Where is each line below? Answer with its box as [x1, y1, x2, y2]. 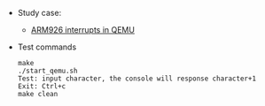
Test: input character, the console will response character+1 [17, 74, 257, 83]
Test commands [17, 42, 77, 52]
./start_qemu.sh [17, 66, 78, 75]
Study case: [17, 8, 62, 18]
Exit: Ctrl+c [17, 82, 66, 91]
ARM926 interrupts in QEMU [30, 25, 136, 34]
